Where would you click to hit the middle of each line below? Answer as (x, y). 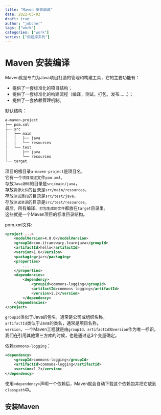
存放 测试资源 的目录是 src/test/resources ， (47, 202)
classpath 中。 (19, 389)
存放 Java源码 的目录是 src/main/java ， (42, 183)
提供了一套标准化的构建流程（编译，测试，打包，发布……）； (73, 94)
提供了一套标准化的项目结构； (42, 88)
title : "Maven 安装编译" (29, 10)
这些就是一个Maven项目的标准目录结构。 (46, 214)
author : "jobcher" (24, 23)
